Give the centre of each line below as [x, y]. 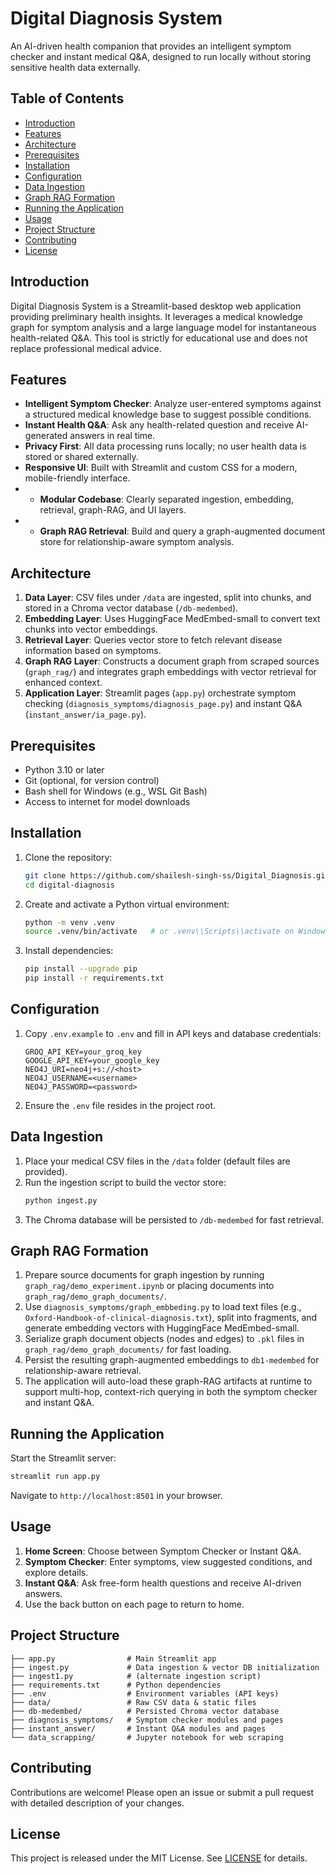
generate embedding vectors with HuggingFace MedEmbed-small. [162, 1328]
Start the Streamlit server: [63, 1458]
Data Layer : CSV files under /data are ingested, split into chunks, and [168, 598]
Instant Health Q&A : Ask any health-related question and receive [159, 425]
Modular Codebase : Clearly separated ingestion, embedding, [166, 499]
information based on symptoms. [93, 651]
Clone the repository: [68, 857]
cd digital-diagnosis [69, 885]
